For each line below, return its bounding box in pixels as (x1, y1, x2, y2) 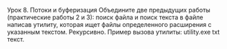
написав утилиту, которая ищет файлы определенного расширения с (7, 21, 212, 28)
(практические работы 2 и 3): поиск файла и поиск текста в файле (7, 13, 204, 21)
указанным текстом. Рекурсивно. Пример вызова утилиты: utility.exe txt (7, 28, 220, 36)
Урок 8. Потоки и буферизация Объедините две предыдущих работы (7, 6, 210, 14)
